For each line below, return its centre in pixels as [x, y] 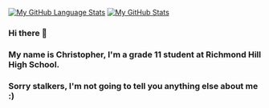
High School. [34, 64]
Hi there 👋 [28, 33]
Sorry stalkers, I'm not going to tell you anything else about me [133, 86]
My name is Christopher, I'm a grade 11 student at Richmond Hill [135, 54]
